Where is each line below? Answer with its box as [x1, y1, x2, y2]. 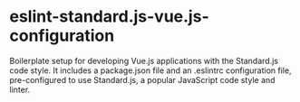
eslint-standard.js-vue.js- [9, 6, 210, 27]
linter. [9, 84, 31, 95]
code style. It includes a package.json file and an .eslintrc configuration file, [9, 65, 292, 76]
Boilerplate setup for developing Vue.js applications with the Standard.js [9, 55, 279, 66]
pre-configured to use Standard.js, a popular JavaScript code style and [9, 74, 276, 85]
